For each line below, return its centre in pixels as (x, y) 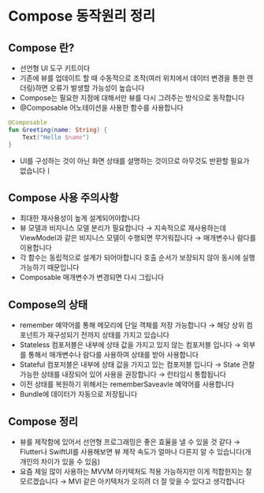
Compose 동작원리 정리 (82, 16)
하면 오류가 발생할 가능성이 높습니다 (90, 88)
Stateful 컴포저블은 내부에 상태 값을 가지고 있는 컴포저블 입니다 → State (130, 364)
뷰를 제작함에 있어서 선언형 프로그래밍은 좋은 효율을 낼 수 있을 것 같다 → (130, 442)
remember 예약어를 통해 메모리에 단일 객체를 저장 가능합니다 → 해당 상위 (132, 325)
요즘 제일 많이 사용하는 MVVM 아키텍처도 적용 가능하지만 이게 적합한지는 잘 (136, 471)
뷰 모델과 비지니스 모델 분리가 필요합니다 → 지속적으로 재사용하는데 (123, 228)
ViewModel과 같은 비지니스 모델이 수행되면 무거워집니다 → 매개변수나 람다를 (138, 238)
